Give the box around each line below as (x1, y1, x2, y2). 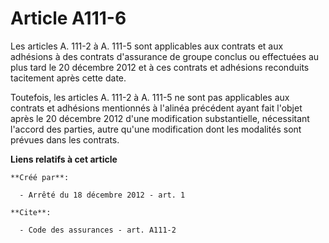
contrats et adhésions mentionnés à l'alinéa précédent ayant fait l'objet (10, 102, 303, 114)
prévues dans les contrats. (10, 133, 120, 146)
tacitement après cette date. (10, 72, 127, 84)
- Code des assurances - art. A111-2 (19, 225, 177, 235)
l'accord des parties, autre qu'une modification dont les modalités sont (10, 123, 302, 135)
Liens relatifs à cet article (10, 153, 118, 165)
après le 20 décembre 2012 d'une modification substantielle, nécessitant (10, 112, 310, 124)
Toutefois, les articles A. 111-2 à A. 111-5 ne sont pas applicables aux (10, 91, 290, 103)
